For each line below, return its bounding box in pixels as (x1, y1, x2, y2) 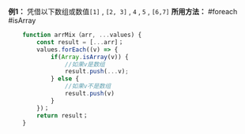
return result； (36, 111, 89, 120)
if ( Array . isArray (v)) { (50, 53, 129, 61)
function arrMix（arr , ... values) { (22, 31, 142, 39)
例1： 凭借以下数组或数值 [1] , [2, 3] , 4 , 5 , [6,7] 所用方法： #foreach (8, 7, 238, 16)
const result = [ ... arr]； (36, 38, 124, 46)
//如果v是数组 (64, 60, 105, 69)
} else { (50, 75, 80, 83)
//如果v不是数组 (64, 82, 111, 91)
